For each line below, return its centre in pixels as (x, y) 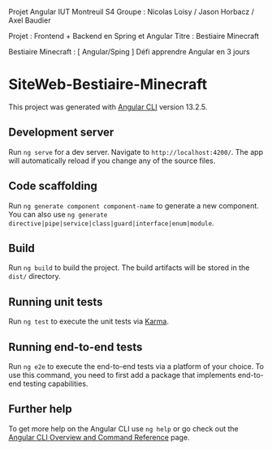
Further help (41, 409)
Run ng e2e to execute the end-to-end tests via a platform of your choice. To (136, 366)
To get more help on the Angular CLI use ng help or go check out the (123, 428)
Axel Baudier (30, 20)
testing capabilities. (56, 384)
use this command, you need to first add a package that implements (122, 375)
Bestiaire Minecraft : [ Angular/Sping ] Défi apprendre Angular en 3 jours (129, 51)
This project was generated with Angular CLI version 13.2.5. (108, 107)
